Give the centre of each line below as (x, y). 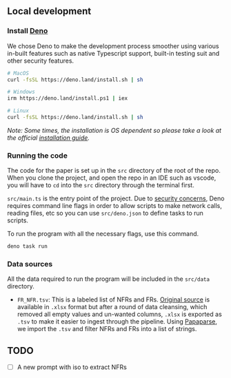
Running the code (37, 156)
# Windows (21, 92)
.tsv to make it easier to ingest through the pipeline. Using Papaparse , (117, 322)
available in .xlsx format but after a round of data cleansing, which (112, 307)
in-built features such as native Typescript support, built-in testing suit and (113, 53)
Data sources (30, 264)
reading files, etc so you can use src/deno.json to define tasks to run (105, 213)
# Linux (18, 111)
